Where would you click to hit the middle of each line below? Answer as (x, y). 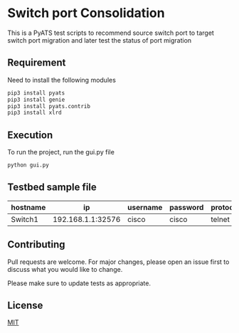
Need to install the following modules (62, 80)
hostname (28, 207)
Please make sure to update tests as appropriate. (79, 283)
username (145, 207)
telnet (220, 219)
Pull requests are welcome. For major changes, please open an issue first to (118, 262)
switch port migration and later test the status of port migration (100, 40)
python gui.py (28, 165)
